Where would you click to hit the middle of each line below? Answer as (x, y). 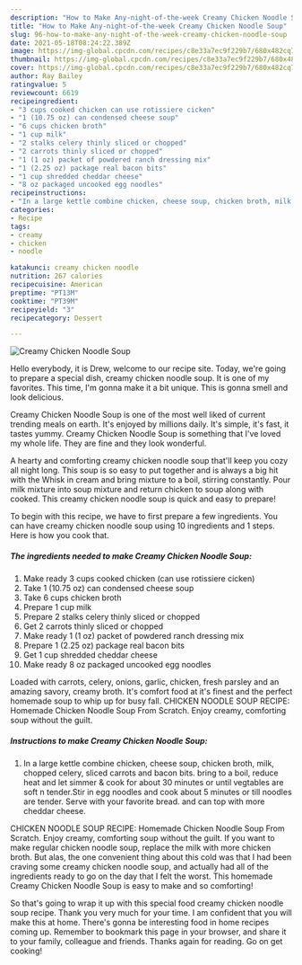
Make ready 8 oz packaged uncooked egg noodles (117, 665)
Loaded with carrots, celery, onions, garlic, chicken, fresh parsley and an (145, 682)
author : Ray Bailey (47, 76)
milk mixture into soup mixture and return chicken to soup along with (137, 490)
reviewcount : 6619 (44, 93)
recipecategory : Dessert (56, 318)
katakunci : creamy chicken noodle (75, 268)
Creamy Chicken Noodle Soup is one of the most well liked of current (138, 415)
